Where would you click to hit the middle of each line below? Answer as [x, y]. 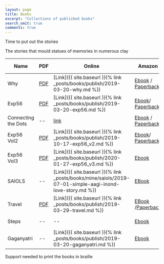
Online [92, 66]
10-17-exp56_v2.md [79, 144]
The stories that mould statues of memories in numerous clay [67, 51]
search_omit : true [24, 23]
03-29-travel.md [74, 210]
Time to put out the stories [32, 41]
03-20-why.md [72, 90]
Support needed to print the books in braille [49, 257]
